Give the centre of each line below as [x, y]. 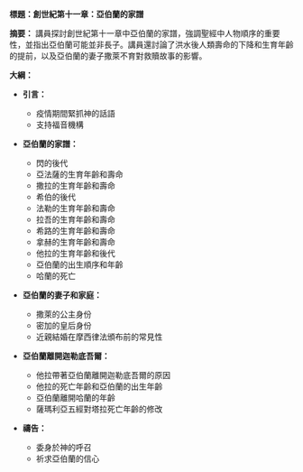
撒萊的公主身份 [64, 314]
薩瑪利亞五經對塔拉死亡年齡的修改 [99, 409]
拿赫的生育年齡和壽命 [75, 242]
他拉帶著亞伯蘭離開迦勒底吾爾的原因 [103, 375]
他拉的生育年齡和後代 [75, 253]
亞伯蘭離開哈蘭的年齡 [75, 398]
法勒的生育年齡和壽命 [75, 208]
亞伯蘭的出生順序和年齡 [79, 264]
